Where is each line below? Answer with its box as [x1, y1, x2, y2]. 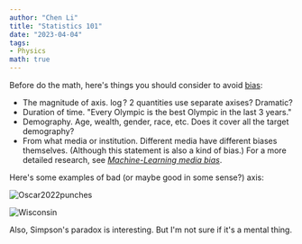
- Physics [9, 47, 47, 56]
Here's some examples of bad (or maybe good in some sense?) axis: [9, 172, 264, 183]
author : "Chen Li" [9, 13, 78, 23]
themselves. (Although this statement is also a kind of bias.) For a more [22, 145, 287, 156]
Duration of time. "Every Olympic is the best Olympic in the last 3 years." [22, 107, 292, 117]
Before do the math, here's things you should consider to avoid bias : [9, 80, 263, 90]
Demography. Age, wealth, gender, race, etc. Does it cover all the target [22, 116, 289, 127]
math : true [9, 55, 50, 64]
